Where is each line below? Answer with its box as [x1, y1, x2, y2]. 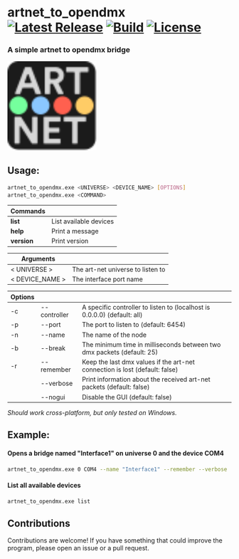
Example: [7, 429, 50, 442]
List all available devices [7, 481, 81, 490]
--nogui [40, 392, 65, 401]
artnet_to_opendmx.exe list [7, 498, 91, 505]
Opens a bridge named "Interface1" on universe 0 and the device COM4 [7, 449, 224, 458]
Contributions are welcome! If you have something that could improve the [7, 536, 223, 545]
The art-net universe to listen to [72, 265, 166, 273]
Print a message [51, 227, 99, 236]
